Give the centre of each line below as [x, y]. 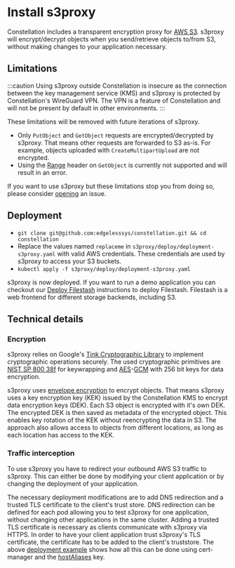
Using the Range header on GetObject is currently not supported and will [122, 165]
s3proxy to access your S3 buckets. [69, 261]
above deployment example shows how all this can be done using [102, 549]
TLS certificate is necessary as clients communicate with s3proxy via [107, 527]
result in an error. [42, 172]
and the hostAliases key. [70, 557]
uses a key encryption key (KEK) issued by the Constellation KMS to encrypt [117, 398]
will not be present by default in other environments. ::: [86, 108]
